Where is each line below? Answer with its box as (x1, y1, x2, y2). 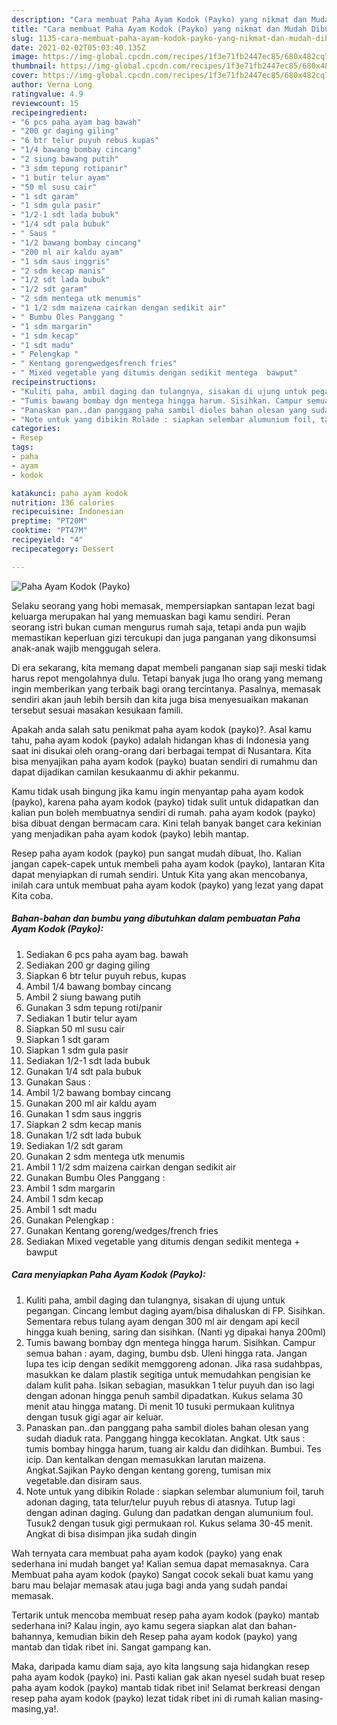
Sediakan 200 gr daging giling (25, 959, 151, 971)
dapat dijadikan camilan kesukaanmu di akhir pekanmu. (11, 766, 240, 778)
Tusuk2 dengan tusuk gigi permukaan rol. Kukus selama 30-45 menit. (25, 1517, 314, 1529)
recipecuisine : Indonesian (11, 507, 124, 517)
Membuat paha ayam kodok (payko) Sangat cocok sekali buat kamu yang (11, 1568, 314, 1580)
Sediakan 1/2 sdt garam (25, 1139, 124, 1151)
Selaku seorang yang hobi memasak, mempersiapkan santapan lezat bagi (11, 599, 316, 611)
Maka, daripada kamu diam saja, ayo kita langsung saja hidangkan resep (11, 1660, 310, 1672)
